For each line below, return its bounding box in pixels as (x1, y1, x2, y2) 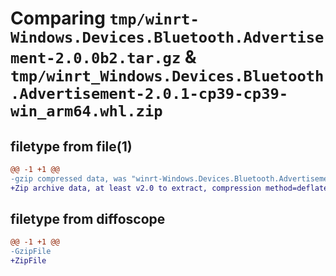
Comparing (10, 7, 106, 30)
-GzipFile (10, 247, 52, 257)
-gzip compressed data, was (10, 173, 128, 184)
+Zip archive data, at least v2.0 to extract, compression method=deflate (10, 183, 329, 193)
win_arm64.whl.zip (10, 102, 163, 121)
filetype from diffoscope (10, 211, 166, 228)
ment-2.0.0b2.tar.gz (10, 49, 182, 68)
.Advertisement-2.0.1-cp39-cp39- (10, 85, 289, 104)
